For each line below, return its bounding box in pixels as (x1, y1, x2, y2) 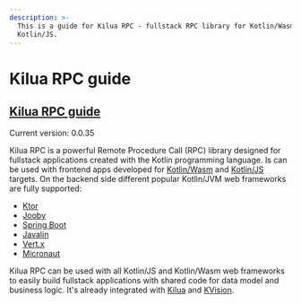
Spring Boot (21, 220, 67, 230)
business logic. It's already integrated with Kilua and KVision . (9, 284, 235, 296)
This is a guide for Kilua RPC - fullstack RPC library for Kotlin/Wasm (17, 22, 295, 30)
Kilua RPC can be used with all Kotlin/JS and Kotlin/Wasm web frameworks (9, 265, 285, 276)
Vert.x (21, 239, 45, 249)
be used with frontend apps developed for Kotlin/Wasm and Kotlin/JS (9, 164, 264, 175)
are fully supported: (9, 183, 82, 194)
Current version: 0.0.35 (9, 127, 95, 139)
